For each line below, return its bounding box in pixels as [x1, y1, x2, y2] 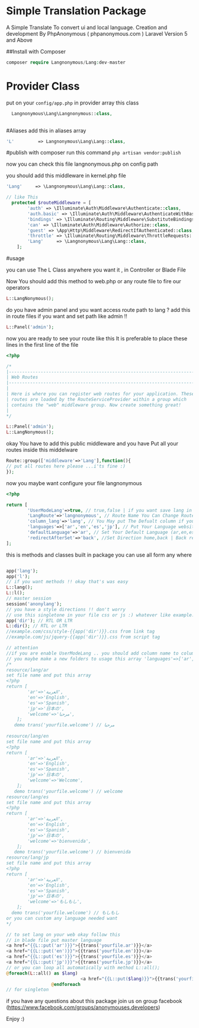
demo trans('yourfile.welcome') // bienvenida [14, 849, 131, 855]
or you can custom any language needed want [6, 915, 118, 921]
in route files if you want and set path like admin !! [6, 312, 127, 320]
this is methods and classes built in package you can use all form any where [6, 551, 192, 558]
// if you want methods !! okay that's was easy [6, 579, 129, 585]
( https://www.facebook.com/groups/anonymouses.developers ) [6, 1004, 161, 1011]
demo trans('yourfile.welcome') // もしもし [11, 910, 120, 916]
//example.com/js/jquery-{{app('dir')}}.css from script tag [6, 634, 161, 640]
